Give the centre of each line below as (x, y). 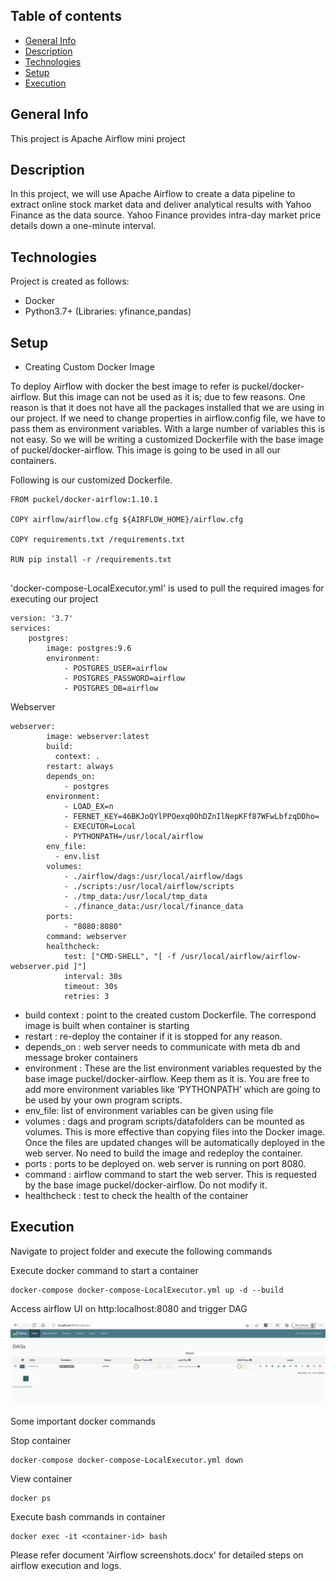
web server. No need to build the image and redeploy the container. (163, 1153)
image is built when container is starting (107, 1026)
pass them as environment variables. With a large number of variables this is (168, 429)
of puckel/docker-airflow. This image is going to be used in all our (145, 450)
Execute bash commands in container (88, 1516)
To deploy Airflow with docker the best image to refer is (125, 386)
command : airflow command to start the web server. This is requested (170, 1175)
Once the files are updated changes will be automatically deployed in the (174, 1143)
